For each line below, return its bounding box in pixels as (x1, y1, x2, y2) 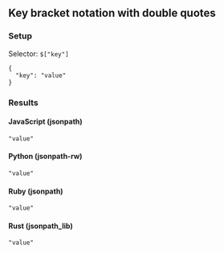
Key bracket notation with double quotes (8, 6, 217, 20)
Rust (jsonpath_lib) (8, 221, 74, 231)
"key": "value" (15, 71, 67, 80)
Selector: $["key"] (8, 48, 70, 59)
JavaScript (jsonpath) (8, 116, 83, 127)
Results (8, 96, 39, 108)
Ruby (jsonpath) (8, 186, 63, 196)
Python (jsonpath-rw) (8, 152, 83, 161)
